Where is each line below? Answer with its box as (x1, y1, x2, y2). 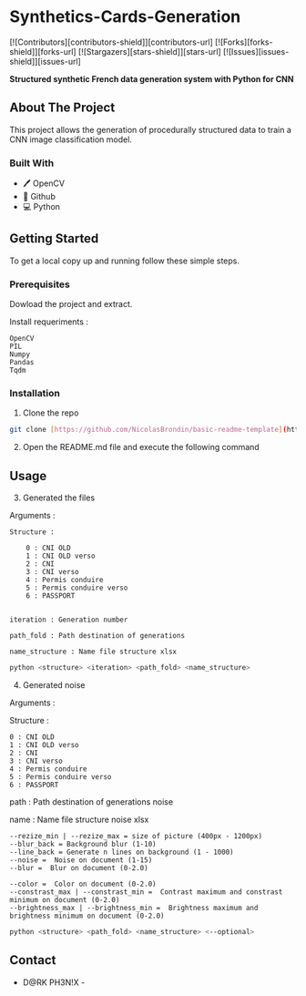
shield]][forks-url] (9, 46, 76, 56)
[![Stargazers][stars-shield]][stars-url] (77, 46, 221, 56)
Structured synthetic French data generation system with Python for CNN (9, 73, 294, 84)
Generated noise (22, 680, 86, 691)
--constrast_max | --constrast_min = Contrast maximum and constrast (9, 888, 283, 897)
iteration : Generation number (9, 615, 128, 625)
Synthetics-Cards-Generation (9, 6, 241, 27)
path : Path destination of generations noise (9, 796, 174, 807)
